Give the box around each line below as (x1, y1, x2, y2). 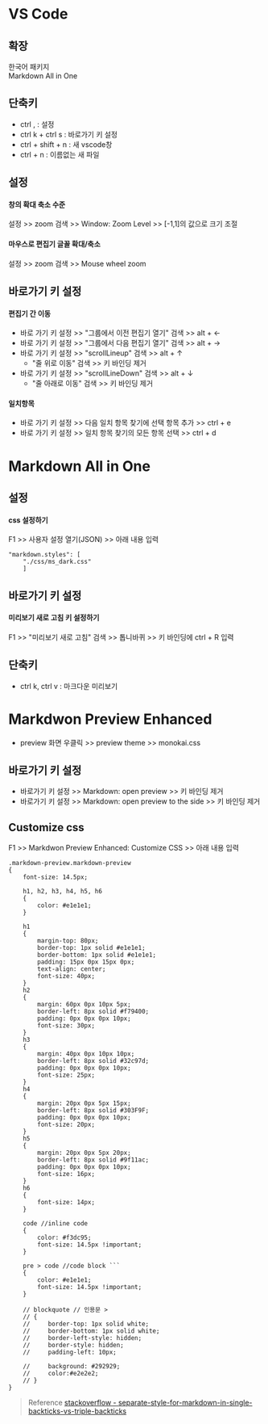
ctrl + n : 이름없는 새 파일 (19, 149, 100, 159)
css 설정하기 (8, 515, 48, 525)
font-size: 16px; (37, 1170, 95, 1178)
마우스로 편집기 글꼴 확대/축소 (8, 239, 101, 249)
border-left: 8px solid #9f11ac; (37, 1156, 150, 1164)
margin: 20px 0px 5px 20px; (37, 1149, 131, 1157)
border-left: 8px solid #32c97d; (37, 1057, 150, 1065)
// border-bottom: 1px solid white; (23, 1327, 160, 1335)
